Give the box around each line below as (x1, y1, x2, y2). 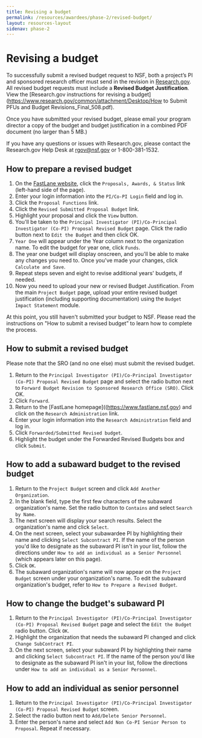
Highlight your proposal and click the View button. (14, 212, 138, 219)
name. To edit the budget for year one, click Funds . (14, 244, 140, 251)
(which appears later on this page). (14, 555, 103, 562)
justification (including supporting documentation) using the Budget (14, 295, 182, 302)
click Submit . (14, 442, 46, 449)
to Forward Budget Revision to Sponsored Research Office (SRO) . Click (14, 384, 194, 391)
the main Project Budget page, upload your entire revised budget (14, 289, 178, 296)
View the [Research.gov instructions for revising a (6, 91, 130, 98)
